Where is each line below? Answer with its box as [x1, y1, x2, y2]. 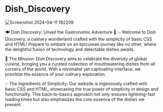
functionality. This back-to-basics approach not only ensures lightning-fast [5, 91, 156, 97]
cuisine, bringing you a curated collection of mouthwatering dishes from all [5, 61, 156, 66]
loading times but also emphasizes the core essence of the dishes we [5, 96, 145, 102]
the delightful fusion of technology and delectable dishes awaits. [5, 46, 135, 52]
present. [5, 101, 22, 107]
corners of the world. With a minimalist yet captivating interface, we [5, 66, 141, 72]
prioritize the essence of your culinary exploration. [5, 71, 106, 77]
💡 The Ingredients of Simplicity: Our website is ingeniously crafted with [5, 80, 147, 86]
